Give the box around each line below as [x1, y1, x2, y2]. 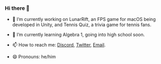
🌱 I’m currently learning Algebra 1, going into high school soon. [12, 32, 145, 38]
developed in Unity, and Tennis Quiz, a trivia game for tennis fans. [12, 22, 152, 28]
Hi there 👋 [5, 5, 30, 12]
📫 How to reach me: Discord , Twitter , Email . [12, 42, 106, 48]
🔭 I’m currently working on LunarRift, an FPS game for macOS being [12, 16, 156, 23]
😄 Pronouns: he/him [12, 54, 56, 60]
